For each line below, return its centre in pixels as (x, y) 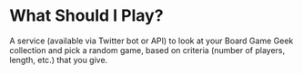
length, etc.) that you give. (59, 60)
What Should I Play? (86, 16)
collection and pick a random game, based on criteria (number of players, (147, 50)
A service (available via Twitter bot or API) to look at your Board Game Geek (151, 41)
